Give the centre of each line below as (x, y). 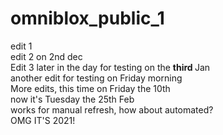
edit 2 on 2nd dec (46, 56)
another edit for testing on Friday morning (96, 78)
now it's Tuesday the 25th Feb (72, 99)
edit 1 (21, 46)
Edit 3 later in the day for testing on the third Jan (110, 67)
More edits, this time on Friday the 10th (90, 88)
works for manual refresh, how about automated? (112, 109)
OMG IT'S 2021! (43, 120)
